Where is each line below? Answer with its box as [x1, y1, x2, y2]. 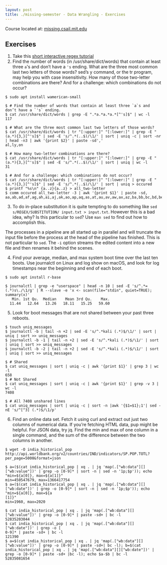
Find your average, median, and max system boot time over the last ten [12, 255, 158, 261]
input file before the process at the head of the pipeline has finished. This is [5, 235, 160, 241]
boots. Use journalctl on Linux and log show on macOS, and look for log [12, 260, 160, 266]
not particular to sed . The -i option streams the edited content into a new [5, 240, 155, 246]
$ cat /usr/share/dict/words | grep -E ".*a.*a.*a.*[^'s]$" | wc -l [5, 112, 150, 117]
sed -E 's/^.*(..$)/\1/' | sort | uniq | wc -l [47, 160, 148, 165]
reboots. [12, 315, 30, 321]
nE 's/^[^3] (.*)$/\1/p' [5, 408, 57, 413]
